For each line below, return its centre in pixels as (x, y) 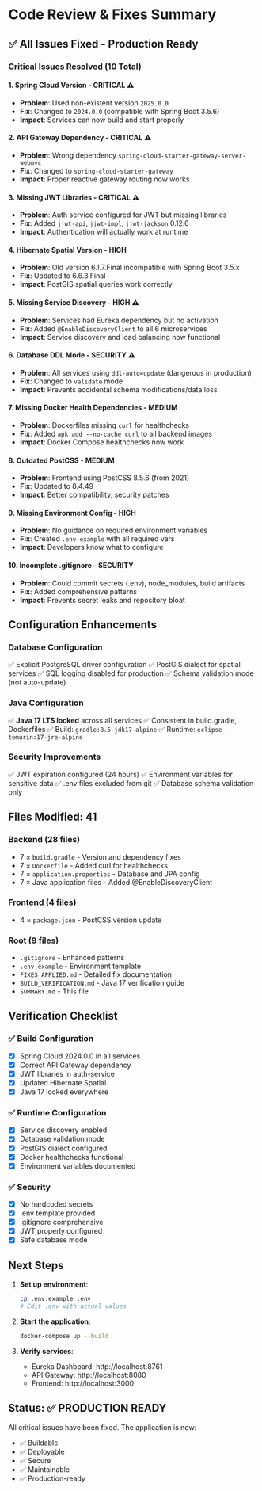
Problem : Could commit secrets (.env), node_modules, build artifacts (132, 583)
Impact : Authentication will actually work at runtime (104, 232)
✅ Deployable (42, 1451)
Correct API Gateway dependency (75, 1065)
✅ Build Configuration (51, 1039)
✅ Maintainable (44, 1469)
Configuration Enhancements (82, 625)
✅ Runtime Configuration (57, 1113)
